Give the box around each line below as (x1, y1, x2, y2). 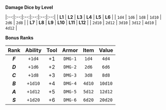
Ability (25, 47, 42, 54)
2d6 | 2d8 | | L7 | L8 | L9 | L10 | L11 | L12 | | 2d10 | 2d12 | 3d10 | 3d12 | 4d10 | (5, 20, 157, 25)
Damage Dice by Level (5, 5, 53, 10)
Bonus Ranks (5, 35, 34, 41)
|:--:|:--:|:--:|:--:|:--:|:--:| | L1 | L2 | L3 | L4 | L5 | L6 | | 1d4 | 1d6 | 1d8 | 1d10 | (5, 14, 161, 20)
